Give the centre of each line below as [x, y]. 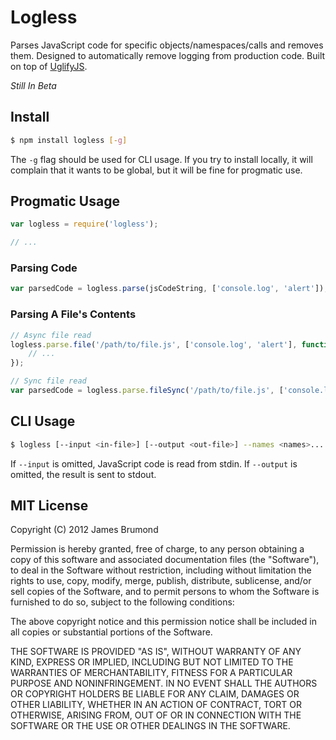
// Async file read [51, 335]
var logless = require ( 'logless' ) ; [84, 224]
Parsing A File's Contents [73, 314]
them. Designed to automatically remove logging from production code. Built [168, 55]
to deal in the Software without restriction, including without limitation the [161, 570]
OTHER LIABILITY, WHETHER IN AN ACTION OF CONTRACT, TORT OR [156, 705]
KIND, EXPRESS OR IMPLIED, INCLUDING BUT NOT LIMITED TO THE [152, 662]
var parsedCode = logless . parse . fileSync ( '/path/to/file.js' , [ [147, 391]
